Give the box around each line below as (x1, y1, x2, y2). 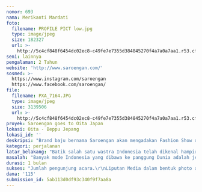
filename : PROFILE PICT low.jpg (11, 25, 93, 32)
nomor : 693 (6, 8, 34, 15)
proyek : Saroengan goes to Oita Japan (6, 121, 103, 127)
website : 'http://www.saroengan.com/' (6, 64, 103, 71)
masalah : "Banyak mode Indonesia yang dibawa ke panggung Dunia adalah (6, 154, 189, 160)
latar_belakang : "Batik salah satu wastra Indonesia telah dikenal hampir (6, 149, 198, 155)
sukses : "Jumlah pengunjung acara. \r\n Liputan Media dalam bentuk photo (6, 166, 192, 172)
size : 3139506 (11, 104, 47, 110)
